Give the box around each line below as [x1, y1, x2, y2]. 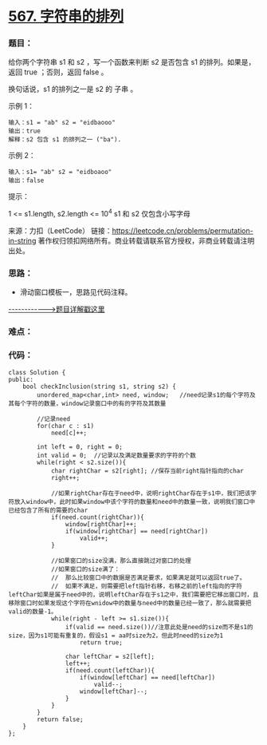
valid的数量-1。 [8, 608, 57, 616]
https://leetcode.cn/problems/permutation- [112, 226, 253, 236]
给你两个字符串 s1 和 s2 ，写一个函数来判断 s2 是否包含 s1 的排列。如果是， [8, 57, 256, 67]
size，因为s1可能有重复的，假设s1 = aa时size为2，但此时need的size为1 [8, 632, 224, 640]
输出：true [8, 127, 41, 136]
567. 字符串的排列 [8, 7, 124, 26]
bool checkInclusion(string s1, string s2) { [22, 382, 177, 390]
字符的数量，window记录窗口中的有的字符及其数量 [26, 399, 167, 407]
